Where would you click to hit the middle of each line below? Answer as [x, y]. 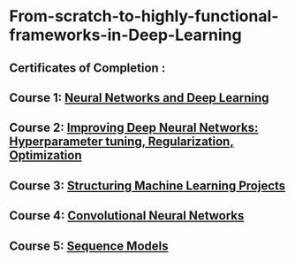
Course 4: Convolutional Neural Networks [127, 216]
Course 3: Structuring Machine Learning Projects [147, 185]
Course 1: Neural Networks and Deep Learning [139, 98]
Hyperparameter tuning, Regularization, [121, 142]
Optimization [45, 155]
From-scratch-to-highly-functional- [144, 16]
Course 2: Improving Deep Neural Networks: [134, 128]
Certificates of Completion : [87, 68]
